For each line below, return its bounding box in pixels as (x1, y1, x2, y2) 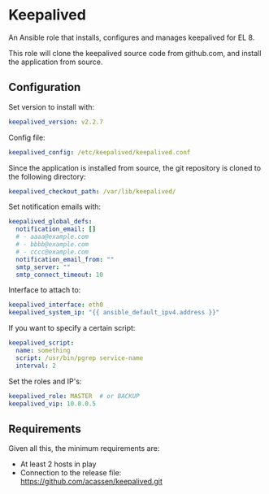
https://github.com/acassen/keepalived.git (20, 477, 163, 487)
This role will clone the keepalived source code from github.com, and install (8, 48, 262, 58)
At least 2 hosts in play (20, 459, 97, 469)
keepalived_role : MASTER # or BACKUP (8, 392, 140, 400)
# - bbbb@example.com (15, 240, 89, 249)
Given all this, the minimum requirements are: (8, 444, 160, 453)
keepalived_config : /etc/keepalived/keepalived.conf (8, 148, 191, 156)
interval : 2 (15, 362, 57, 370)
